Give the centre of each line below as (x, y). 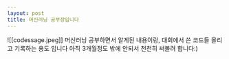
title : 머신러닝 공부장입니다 (43, 20)
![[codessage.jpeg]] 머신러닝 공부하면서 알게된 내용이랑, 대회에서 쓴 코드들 (108, 40)
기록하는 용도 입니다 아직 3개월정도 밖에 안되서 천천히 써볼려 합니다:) (106, 48)
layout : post (26, 13)
